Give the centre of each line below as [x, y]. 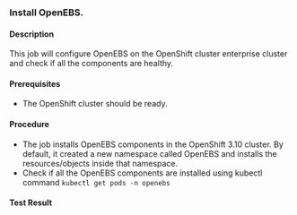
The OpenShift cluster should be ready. [95, 104]
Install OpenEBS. [47, 13]
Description [32, 34]
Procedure [29, 124]
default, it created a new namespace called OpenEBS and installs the [149, 153]
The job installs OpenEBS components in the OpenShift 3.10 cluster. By [153, 144]
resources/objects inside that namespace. [100, 163]
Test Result [31, 202]
